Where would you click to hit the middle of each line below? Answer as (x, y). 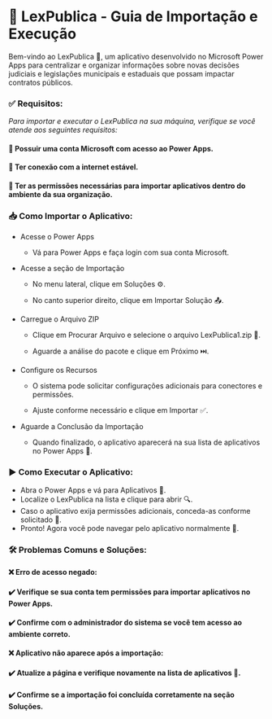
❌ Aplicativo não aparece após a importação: (86, 653)
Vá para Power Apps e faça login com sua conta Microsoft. (131, 252)
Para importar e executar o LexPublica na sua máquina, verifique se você (132, 121)
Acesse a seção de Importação (72, 269)
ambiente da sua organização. (60, 195)
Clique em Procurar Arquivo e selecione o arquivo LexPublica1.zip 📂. (147, 335)
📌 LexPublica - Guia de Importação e (133, 17)
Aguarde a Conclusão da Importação (82, 427)
